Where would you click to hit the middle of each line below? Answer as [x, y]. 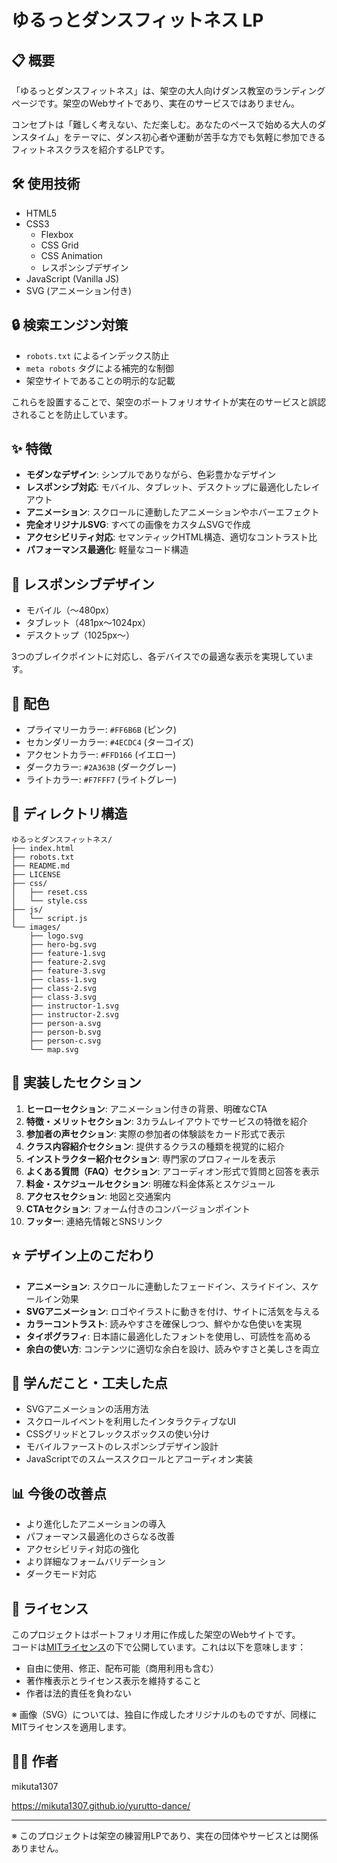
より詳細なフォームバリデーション [95, 1562]
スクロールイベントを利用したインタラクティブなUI [131, 1422]
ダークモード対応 [61, 1574]
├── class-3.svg [63, 997]
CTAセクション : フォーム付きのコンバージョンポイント [138, 1208]
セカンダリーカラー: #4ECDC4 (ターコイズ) [109, 742]
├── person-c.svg [65, 1041]
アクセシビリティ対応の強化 [82, 1549]
